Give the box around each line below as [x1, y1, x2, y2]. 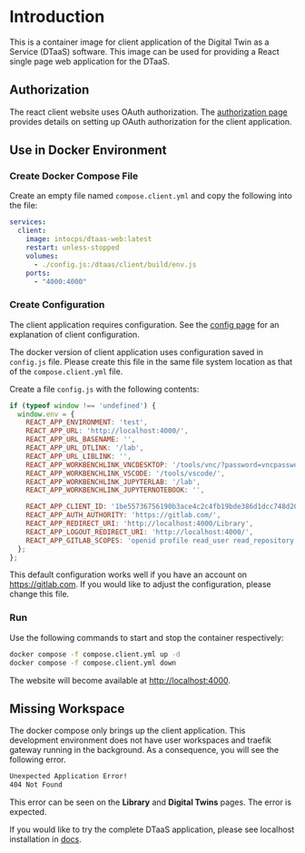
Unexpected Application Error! [9, 772, 128, 781]
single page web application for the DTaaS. [9, 56, 171, 66]
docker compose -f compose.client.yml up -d [9, 649, 181, 659]
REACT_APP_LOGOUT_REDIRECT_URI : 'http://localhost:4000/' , [25, 527, 254, 536]
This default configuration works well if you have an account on [9, 569, 248, 580]
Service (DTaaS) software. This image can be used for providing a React [9, 46, 280, 56]
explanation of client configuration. [9, 329, 141, 340]
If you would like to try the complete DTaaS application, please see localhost [9, 824, 295, 835]
